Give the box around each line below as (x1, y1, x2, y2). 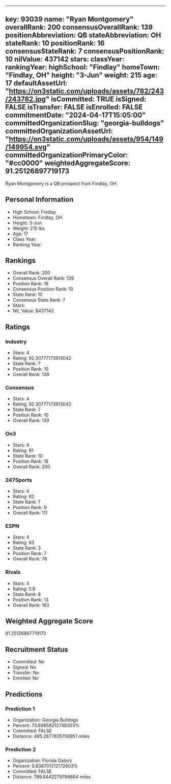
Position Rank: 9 (12, 504, 47, 510)
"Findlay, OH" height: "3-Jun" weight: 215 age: (5, 71, 158, 80)
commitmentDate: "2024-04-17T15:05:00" (5, 111, 146, 120)
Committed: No (12, 659, 45, 665)
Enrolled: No (12, 675, 39, 681)
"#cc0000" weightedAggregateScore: (5, 159, 131, 168)
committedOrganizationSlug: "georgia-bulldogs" (5, 119, 164, 128)
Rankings (5, 256, 36, 265)
